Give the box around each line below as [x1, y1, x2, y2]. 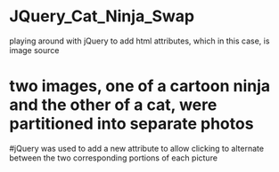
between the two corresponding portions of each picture [9, 152, 218, 163]
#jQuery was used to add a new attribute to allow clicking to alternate [9, 143, 265, 153]
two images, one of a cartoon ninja [9, 76, 270, 97]
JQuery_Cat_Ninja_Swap [9, 6, 194, 27]
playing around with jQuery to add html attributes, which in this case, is [9, 35, 270, 46]
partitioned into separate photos [9, 113, 254, 134]
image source [9, 44, 60, 55]
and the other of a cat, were [9, 95, 217, 115]
